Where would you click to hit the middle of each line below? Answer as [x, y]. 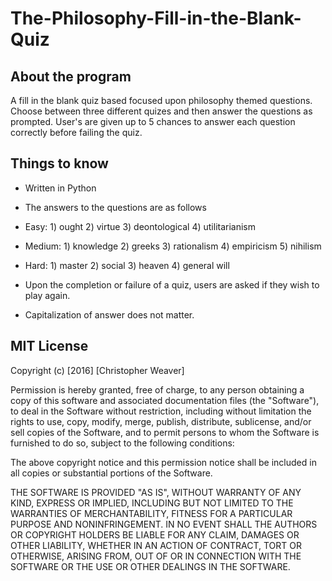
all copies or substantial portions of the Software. [111, 473]
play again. [47, 295]
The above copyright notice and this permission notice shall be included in [163, 462]
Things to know [59, 163]
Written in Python [60, 188]
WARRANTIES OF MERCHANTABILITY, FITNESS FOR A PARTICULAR [151, 513]
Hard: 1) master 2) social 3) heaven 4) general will [127, 265]
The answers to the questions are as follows [115, 207]
